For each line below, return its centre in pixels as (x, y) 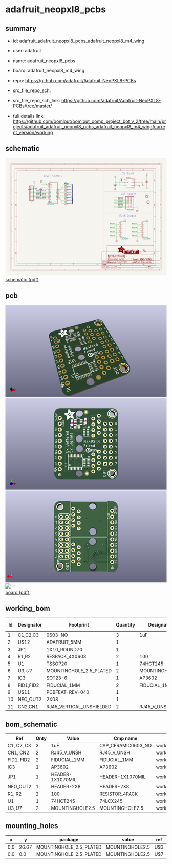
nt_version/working (33, 132)
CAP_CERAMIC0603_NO (126, 745)
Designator (30, 625)
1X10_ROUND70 (64, 649)
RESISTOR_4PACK (119, 794)
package (69, 839)
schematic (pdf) (22, 280)
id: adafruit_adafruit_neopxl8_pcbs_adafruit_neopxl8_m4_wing (79, 41)
